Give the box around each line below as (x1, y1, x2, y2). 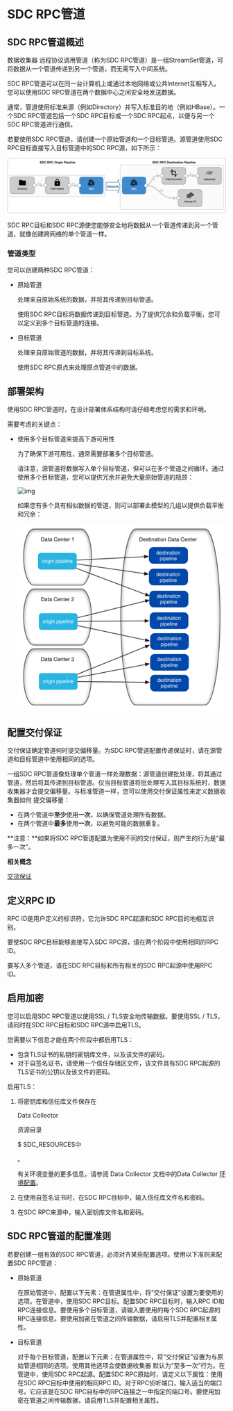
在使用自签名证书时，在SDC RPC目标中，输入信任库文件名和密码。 (17, 1193, 209, 1201)
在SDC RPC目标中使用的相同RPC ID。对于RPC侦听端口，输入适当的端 (17, 1378, 216, 1387)
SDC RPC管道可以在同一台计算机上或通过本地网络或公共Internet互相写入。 (7, 79, 221, 88)
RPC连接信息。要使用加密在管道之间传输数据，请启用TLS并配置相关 (17, 1314, 212, 1323)
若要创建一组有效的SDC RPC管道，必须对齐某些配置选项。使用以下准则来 (7, 1250, 216, 1258)
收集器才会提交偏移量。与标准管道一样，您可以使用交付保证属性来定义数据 (7, 787, 220, 796)
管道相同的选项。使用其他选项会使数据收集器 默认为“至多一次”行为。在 (23, 1361, 225, 1369)
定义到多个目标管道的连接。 (23, 319, 103, 327)
